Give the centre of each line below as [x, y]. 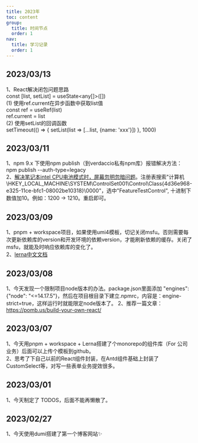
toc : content [22, 17]
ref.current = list [26, 116]
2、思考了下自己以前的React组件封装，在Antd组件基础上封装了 [83, 358]
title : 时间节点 [30, 28]
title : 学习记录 [30, 45]
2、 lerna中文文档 [27, 254]
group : [14, 23]
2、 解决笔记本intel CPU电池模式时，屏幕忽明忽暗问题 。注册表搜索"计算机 [95, 177]
